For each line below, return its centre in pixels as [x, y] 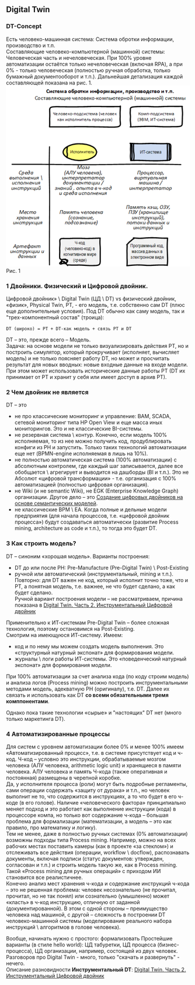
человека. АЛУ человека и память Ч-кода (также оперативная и [87, 772]
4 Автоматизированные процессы [58, 734]
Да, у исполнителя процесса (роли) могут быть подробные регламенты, [97, 784]
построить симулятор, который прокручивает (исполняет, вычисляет [93, 352]
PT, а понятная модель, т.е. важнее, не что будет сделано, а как [95, 586]
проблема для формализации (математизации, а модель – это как [89, 822]
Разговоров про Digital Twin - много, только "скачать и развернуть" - [93, 957]
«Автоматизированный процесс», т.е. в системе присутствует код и [91, 753]
